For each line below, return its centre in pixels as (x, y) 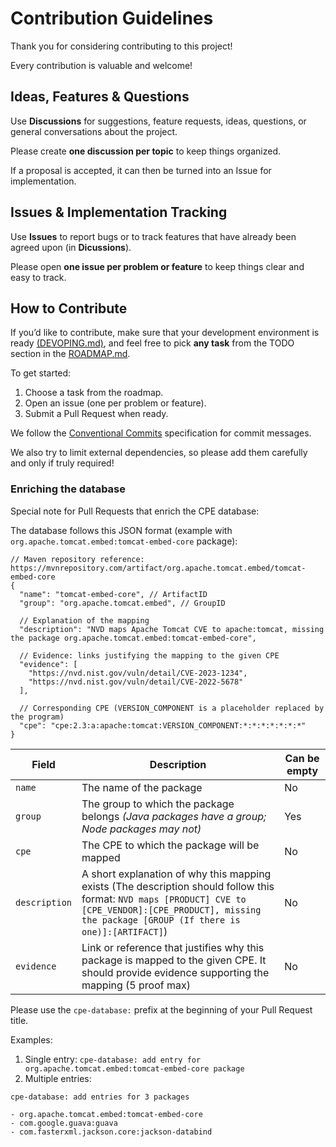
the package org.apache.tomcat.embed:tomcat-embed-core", (133, 638)
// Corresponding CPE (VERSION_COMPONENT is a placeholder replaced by (172, 708)
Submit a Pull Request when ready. (96, 414)
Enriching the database (68, 489)
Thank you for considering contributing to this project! (121, 46)
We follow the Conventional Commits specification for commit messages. (161, 433)
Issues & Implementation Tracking (119, 212)
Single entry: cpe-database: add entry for (113, 1059)
